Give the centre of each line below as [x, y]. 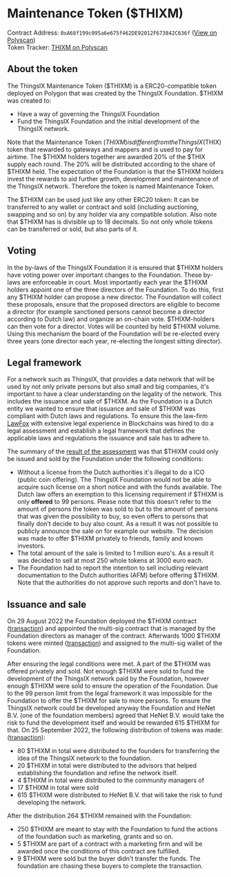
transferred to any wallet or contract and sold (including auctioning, [103, 207]
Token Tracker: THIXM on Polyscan [58, 47]
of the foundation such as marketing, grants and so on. [95, 837]
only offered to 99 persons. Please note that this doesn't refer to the [114, 502]
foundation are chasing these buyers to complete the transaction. [110, 866]
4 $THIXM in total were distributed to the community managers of [111, 780]
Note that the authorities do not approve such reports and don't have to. [119, 583]
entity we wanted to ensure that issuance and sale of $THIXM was [101, 409]
